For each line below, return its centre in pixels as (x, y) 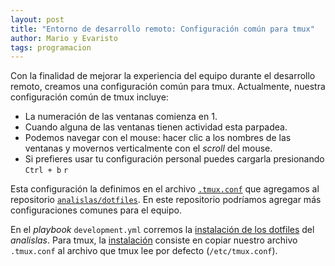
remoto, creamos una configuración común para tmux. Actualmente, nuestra (168, 87)
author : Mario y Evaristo (64, 38)
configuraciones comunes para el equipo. (96, 210)
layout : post (37, 19)
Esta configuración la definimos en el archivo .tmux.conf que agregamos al (165, 189)
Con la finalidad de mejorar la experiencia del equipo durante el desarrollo (163, 76)
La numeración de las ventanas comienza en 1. (121, 117)
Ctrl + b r (46, 171)
